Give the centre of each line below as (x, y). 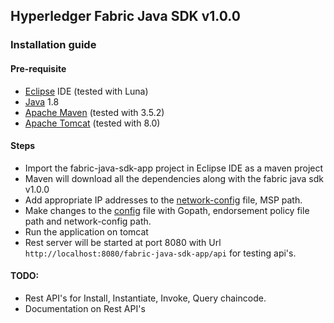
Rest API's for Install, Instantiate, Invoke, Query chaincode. (145, 298)
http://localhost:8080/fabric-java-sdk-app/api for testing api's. (160, 253)
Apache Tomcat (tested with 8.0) (92, 123)
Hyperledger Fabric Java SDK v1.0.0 (125, 16)
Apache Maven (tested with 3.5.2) (94, 112)
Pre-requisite (38, 68)
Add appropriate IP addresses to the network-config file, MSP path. (163, 200)
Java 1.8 (42, 101)
